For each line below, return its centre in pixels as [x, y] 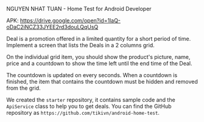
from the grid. [23, 88]
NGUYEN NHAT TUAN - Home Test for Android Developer [79, 9]
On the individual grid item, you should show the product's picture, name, [98, 57]
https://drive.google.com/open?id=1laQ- [70, 20]
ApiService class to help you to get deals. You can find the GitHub [89, 106]
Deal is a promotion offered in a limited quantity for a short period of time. [99, 39]
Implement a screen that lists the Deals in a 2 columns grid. [81, 45]
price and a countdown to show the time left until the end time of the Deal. [99, 63]
